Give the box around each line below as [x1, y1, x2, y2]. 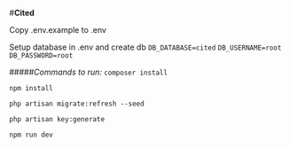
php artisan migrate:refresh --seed [9, 99, 145, 108]
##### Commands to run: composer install [9, 66, 169, 77]
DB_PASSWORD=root [9, 51, 74, 60]
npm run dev [9, 130, 53, 139]
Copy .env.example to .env [9, 25, 106, 35]
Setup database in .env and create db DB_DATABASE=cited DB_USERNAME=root [9, 42, 282, 52]
